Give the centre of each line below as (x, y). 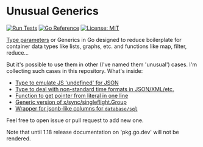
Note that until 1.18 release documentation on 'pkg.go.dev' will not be (93, 132)
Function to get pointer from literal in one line (72, 95)
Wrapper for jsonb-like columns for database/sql (77, 108)
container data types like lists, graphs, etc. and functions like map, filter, (97, 46)
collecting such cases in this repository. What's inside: (75, 70)
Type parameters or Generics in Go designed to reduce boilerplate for (94, 39)
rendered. (19, 138)
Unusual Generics (53, 11)
